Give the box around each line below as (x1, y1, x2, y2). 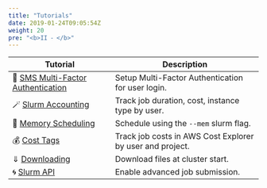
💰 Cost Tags (12, 134, 60, 145)
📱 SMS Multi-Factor (12, 72, 87, 83)
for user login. (114, 82, 167, 94)
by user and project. (114, 140, 190, 152)
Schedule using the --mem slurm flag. (114, 118, 252, 129)
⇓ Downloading (12, 154, 71, 165)
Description (162, 59, 208, 70)
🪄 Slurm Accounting (12, 98, 90, 109)
